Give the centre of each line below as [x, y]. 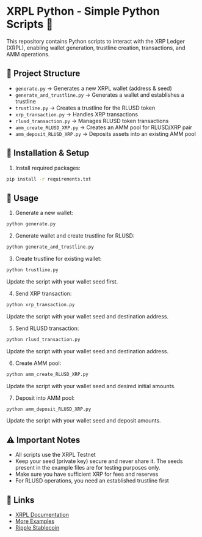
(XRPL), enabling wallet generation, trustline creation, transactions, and [96, 48]
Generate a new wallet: [44, 213]
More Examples [35, 521]
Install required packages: [48, 168]
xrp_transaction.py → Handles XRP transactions [77, 114]
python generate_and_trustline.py [50, 247]
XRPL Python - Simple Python [83, 11]
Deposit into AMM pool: [45, 398]
